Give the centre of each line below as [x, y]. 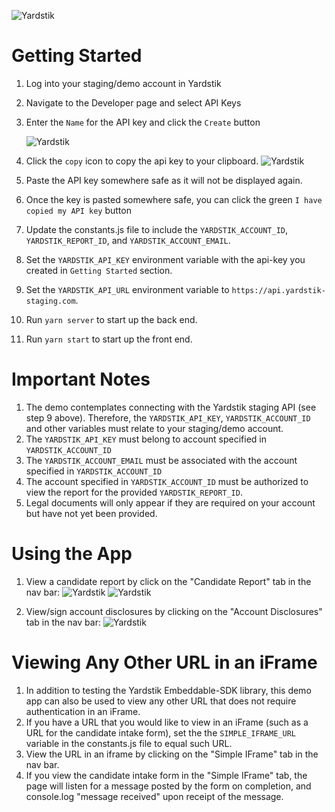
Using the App [72, 554]
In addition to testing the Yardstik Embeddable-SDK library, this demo [168, 690]
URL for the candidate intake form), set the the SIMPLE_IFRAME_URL [160, 732]
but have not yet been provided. [91, 513]
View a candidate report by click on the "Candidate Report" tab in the [168, 581]
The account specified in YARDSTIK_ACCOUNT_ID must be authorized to [167, 481]
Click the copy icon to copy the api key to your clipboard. [142, 161]
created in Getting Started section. [99, 270]
